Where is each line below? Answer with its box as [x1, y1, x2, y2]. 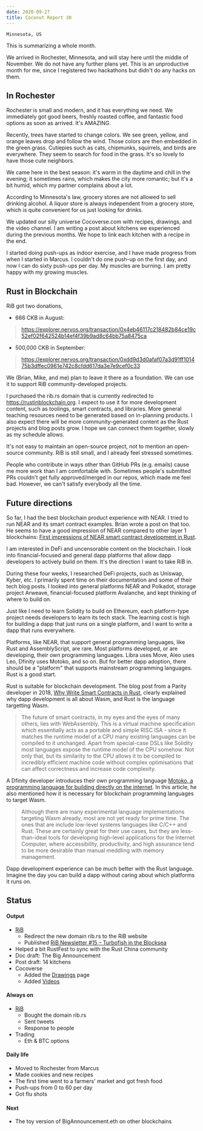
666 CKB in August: [15, 314, 65, 322]
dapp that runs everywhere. [6, 627, 76, 634]
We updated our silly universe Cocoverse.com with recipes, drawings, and [6, 218, 192, 225]
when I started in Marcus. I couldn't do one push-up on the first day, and [6, 256, 188, 263]
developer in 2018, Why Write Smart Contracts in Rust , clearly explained [6, 688, 186, 696]
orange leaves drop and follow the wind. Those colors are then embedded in [6, 138, 198, 145]
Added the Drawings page [24, 971, 90, 978]
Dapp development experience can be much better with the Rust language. [6, 864, 194, 872]
